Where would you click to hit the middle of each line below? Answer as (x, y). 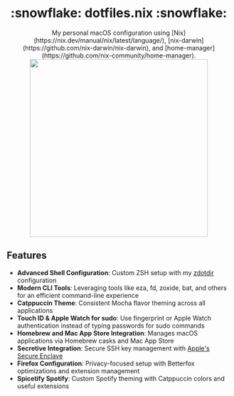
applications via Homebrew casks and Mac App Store (95, 341)
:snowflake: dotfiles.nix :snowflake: (119, 13)
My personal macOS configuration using (111, 33)
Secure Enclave (40, 355)
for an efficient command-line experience (78, 295)
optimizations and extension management (78, 370)
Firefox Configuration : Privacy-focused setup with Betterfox (106, 363)
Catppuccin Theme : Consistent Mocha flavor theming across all (111, 303)
